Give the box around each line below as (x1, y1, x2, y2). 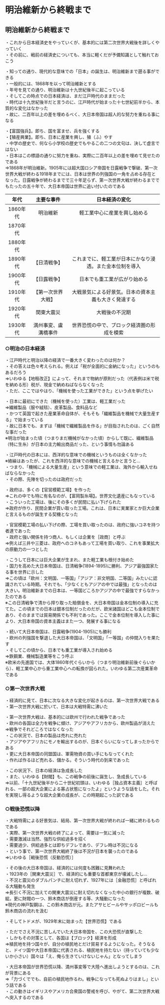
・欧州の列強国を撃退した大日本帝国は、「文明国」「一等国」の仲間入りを (5, 635, 151, 641)
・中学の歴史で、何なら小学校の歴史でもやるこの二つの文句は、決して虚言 (5, 141, 156, 146)
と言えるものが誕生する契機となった (5, 512, 79, 517)
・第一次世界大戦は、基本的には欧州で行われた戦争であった (5, 714, 126, 720)
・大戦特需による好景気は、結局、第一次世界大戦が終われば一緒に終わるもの (5, 817, 160, 823)
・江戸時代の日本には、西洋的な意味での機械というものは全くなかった (5, 452, 147, 458)
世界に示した (18, 569, 44, 575)
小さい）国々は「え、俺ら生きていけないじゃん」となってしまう (13, 953, 142, 959)
